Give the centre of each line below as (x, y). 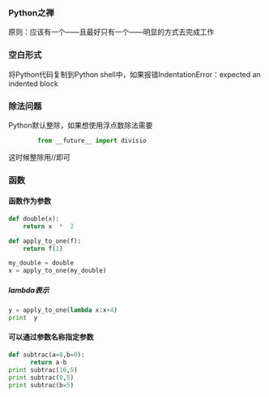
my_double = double (41, 263)
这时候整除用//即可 (40, 157)
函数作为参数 (30, 201)
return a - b (48, 362)
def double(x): (34, 218)
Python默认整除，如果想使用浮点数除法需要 (81, 125)
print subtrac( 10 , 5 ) (43, 370)
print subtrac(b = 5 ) (41, 385)
